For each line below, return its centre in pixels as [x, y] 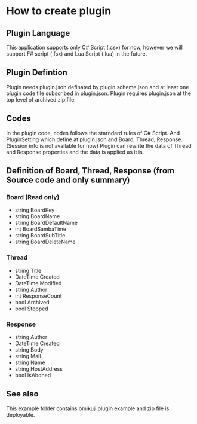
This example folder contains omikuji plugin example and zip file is [88, 408]
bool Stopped [32, 309]
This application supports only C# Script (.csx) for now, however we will [95, 47]
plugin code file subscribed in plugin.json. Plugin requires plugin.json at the [98, 93]
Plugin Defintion [37, 73]
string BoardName [37, 216]
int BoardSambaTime [41, 229]
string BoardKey [35, 210]
